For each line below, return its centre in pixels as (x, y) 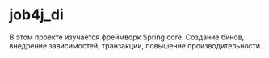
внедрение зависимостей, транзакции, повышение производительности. (136, 45)
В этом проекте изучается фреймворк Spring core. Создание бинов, (127, 37)
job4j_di (36, 15)
